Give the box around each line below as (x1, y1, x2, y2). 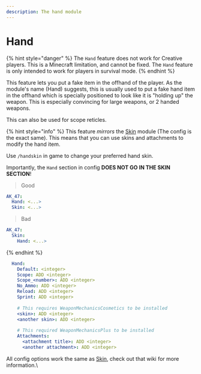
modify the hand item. (6, 140, 61, 148)
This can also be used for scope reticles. (6, 116, 107, 123)
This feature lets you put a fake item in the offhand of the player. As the (6, 79, 182, 86)
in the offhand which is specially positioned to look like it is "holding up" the (6, 91, 193, 99)
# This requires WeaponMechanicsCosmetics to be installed (17, 305, 168, 311)
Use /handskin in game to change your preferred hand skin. (6, 152, 154, 159)
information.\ (6, 361, 38, 369)
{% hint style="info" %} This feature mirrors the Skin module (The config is (6, 127, 192, 135)
